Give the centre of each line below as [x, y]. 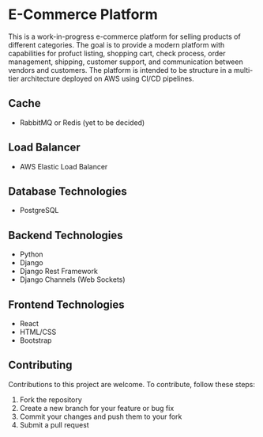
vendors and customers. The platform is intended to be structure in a [120, 70]
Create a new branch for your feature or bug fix [97, 408]
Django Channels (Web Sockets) [72, 279]
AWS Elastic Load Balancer [64, 166]
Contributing [40, 365]
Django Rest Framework [59, 272]
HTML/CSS [38, 332]
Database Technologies [68, 191]
